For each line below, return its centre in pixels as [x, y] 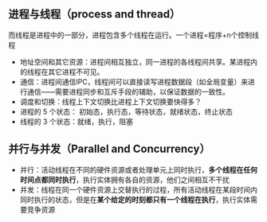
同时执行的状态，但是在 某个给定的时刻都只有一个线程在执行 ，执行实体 [135, 199]
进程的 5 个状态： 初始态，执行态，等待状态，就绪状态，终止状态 [126, 111]
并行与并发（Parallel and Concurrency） [109, 149]
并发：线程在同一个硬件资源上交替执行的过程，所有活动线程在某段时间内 [138, 189]
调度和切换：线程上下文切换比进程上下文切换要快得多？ [110, 101]
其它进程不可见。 [76, 72]
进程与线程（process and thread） [94, 14]
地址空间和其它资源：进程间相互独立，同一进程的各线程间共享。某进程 [135, 61]
